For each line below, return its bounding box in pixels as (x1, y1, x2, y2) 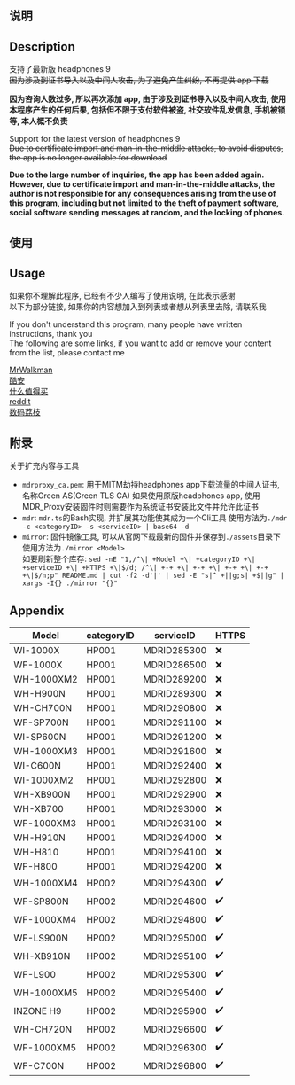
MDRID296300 (143, 1041, 207, 1053)
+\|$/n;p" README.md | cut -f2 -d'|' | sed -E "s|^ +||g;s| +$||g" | (21, 571, 285, 581)
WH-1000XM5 (13, 987, 78, 999)
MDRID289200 (143, 673, 207, 685)
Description (9, 39, 75, 54)
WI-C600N (13, 760, 62, 772)
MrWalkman (9, 364, 53, 375)
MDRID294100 (143, 846, 207, 858)
